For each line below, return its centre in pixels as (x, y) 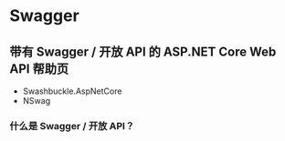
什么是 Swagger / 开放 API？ (72, 126)
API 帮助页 (39, 69)
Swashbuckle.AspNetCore (72, 91)
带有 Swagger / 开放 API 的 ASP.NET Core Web (143, 51)
